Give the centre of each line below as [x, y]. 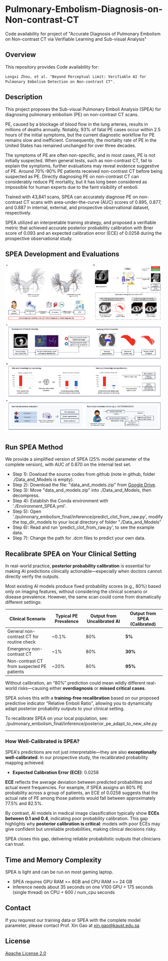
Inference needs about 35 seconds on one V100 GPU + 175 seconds [83, 887]
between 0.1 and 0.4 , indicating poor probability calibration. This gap [76, 819]
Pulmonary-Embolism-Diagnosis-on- [84, 9]
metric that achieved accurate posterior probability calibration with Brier [79, 228]
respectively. [18, 213]
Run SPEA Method [34, 447]
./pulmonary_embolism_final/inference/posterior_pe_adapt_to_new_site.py [81, 723]
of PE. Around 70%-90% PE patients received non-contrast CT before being [84, 171]
